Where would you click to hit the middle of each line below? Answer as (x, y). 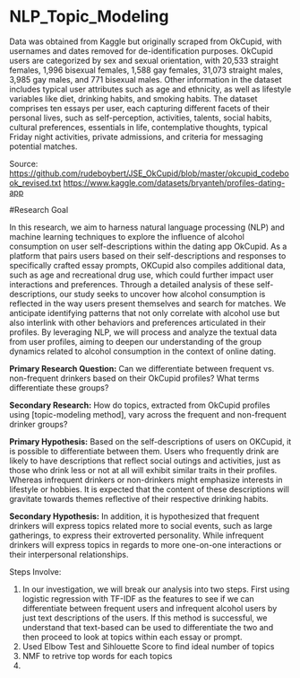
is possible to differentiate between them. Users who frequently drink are (144, 451)
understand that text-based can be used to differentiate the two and (148, 627)
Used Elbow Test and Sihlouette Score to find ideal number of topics (148, 646)
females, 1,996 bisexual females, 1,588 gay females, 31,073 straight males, (146, 70)
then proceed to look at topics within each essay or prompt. (133, 637)
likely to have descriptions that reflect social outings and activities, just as (145, 461)
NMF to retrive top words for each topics (97, 656)
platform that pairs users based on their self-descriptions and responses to (148, 255)
